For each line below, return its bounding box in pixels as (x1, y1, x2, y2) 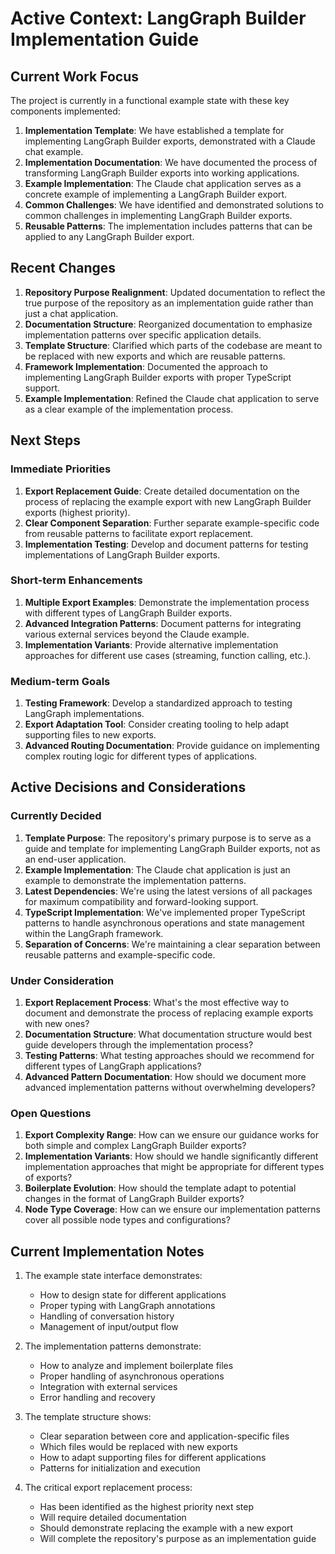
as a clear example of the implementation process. (24, 403, 234, 415)
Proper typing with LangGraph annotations (39, 1300, 216, 1312)
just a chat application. (24, 307, 119, 319)
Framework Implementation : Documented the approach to (24, 360, 269, 372)
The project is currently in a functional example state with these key (10, 95, 290, 106)
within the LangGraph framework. (24, 927, 164, 939)
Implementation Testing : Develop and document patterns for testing (24, 538, 309, 550)
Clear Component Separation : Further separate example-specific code (24, 517, 320, 529)
